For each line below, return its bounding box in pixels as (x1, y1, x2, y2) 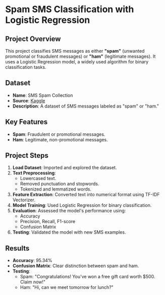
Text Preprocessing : (12, 170, 57, 176)
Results (5, 244, 30, 252)
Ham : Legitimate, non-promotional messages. (12, 136, 108, 142)
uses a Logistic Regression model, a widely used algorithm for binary (5, 59, 149, 64)
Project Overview (5, 34, 61, 43)
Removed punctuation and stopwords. (20, 181, 99, 187)
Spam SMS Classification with (5, 4, 134, 15)
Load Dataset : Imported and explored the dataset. (12, 165, 117, 171)
